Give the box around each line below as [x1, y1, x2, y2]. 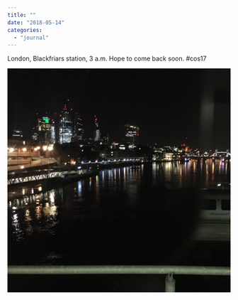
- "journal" [13, 34, 50, 41]
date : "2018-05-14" [7, 18, 65, 26]
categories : [7, 26, 42, 33]
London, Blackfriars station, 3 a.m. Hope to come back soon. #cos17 [7, 54, 207, 63]
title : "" [7, 11, 37, 18]
